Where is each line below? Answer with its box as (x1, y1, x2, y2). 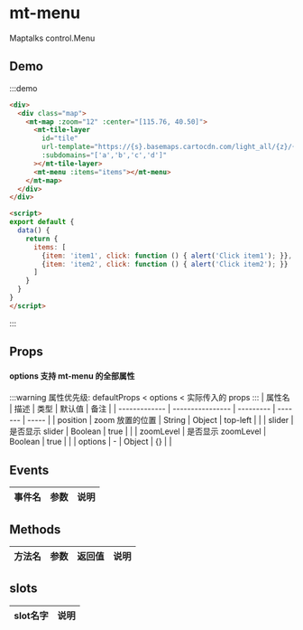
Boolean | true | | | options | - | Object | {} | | (9, 437, 172, 447)
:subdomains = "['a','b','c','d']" (41, 151, 168, 160)
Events (9, 462, 50, 477)
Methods (9, 522, 61, 537)
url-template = (41, 143, 95, 152)
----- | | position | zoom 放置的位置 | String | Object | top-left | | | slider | (26, 415, 294, 426)
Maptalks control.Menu (9, 33, 96, 43)
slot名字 (14, 609, 49, 622)
